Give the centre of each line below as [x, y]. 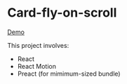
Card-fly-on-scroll [62, 13]
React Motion [36, 66]
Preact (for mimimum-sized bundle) [69, 74]
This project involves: [38, 45]
